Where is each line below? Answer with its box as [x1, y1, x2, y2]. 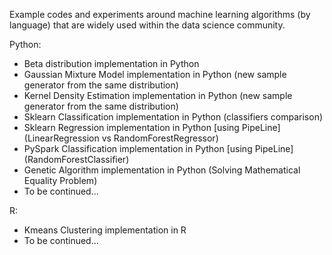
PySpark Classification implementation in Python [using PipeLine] [23, 143, 294, 154]
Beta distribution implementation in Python [23, 58, 200, 69]
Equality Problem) [23, 175, 98, 186]
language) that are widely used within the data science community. [9, 19, 286, 31]
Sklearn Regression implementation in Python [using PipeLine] [23, 122, 281, 133]
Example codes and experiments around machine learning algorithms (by [9, 9, 311, 20]
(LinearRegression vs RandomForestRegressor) [23, 132, 219, 144]
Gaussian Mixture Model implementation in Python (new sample [23, 69, 287, 80]
